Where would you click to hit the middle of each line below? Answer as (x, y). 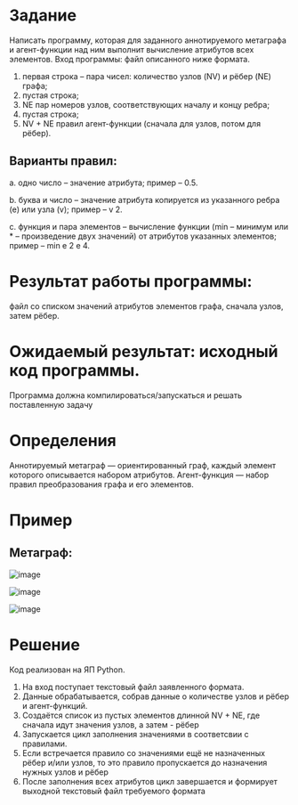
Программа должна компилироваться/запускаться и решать (126, 395)
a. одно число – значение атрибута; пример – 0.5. (104, 183)
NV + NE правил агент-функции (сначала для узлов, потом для (141, 123)
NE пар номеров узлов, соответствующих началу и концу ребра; (145, 104)
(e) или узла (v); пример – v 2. (66, 209)
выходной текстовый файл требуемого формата (114, 791)
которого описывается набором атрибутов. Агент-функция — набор (139, 475)
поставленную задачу (51, 404)
